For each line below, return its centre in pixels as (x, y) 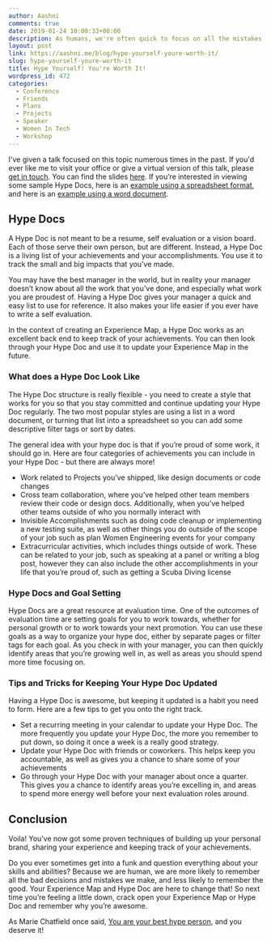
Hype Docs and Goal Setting (65, 593)
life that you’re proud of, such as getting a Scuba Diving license (126, 572)
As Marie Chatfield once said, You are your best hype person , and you (125, 922)
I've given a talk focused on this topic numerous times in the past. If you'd (131, 159)
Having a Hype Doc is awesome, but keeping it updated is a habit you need (133, 701)
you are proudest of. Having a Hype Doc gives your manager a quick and (130, 297)
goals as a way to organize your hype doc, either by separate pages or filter (135, 637)
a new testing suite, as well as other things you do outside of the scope (138, 529)
